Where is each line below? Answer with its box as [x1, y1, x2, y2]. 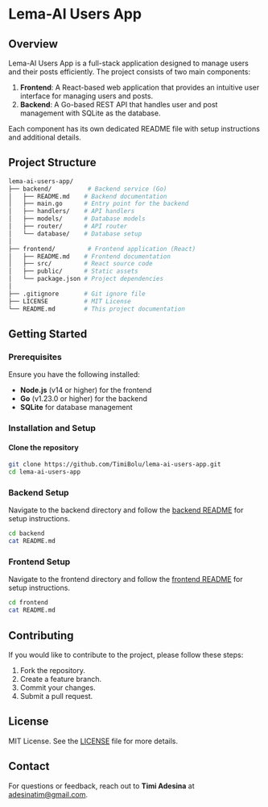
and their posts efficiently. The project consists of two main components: [8, 67, 251, 77]
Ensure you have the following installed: [8, 370, 141, 379]
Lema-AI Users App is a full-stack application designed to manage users [8, 58, 249, 68]
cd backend [8, 529, 45, 537]
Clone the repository [8, 442, 79, 452]
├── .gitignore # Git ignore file [8, 290, 146, 298]
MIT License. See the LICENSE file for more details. [8, 736, 179, 746]
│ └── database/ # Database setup [8, 229, 142, 238]
